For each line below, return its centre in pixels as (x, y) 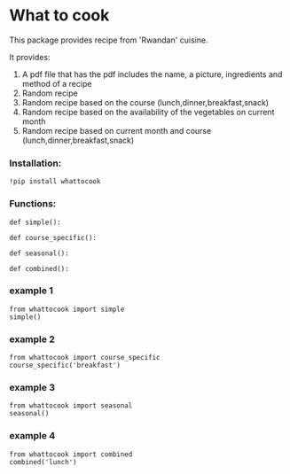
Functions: (33, 204)
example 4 (32, 436)
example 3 (32, 388)
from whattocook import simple (67, 309)
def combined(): (39, 268)
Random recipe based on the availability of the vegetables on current (148, 112)
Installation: (35, 163)
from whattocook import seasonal (71, 406)
